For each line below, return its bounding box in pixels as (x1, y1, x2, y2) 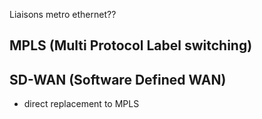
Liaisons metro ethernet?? (9, 9, 117, 20)
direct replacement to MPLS (23, 98, 140, 110)
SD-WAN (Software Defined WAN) (9, 71, 227, 88)
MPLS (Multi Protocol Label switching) (9, 37, 253, 54)
